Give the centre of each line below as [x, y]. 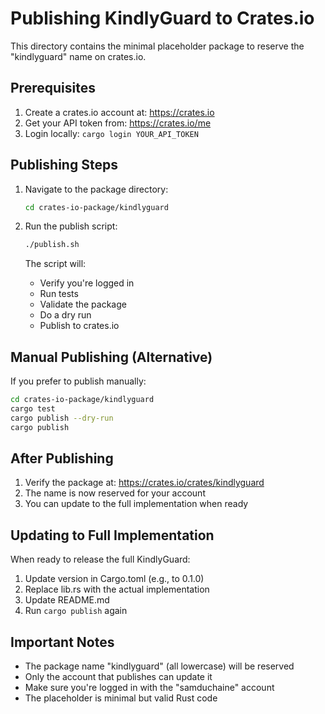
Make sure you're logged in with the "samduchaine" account [149, 688]
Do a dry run [65, 315]
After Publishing [62, 458]
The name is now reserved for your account [115, 493]
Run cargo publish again [76, 611]
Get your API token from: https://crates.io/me [118, 123]
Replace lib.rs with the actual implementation [117, 589]
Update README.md [67, 600]
